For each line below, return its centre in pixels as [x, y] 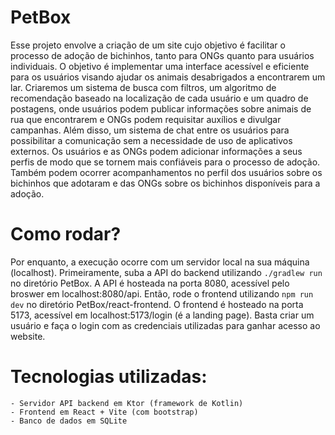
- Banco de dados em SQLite [69, 421]
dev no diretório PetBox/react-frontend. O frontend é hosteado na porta [157, 304]
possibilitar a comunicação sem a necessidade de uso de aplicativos [151, 140]
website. [28, 336]
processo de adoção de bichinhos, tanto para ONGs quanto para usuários [162, 55]
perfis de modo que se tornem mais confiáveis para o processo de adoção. [165, 162]
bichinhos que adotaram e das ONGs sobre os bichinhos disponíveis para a [165, 183]
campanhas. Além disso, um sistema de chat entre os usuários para [150, 130]
